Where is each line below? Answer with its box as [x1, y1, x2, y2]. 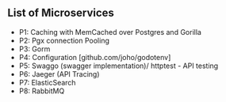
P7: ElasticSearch [18, 77, 76, 87]
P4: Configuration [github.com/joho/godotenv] [18, 52, 171, 62]
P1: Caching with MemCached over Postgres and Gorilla [18, 27, 201, 36]
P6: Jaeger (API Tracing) [18, 69, 100, 78]
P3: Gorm [18, 43, 51, 54]
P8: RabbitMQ [18, 86, 65, 96]
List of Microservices [7, 6, 114, 20]
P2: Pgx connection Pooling [18, 36, 110, 45]
